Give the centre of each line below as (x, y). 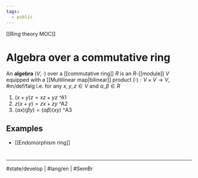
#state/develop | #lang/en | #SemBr (49, 169)
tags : (13, 11)
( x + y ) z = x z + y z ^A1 (40, 98)
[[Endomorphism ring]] (42, 143)
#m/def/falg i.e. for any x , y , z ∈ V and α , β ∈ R (63, 86)
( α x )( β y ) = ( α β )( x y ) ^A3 (43, 110)
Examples (24, 128)
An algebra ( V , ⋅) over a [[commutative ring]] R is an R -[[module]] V (88, 73)
